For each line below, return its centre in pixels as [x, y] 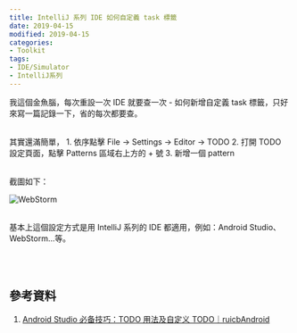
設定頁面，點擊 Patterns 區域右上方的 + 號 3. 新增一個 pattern [122, 153]
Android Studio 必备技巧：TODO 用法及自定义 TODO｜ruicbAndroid [146, 319]
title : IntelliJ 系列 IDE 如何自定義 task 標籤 [93, 17]
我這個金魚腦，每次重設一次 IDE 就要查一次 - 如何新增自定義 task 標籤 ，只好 [148, 102]
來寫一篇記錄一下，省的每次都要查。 [76, 113]
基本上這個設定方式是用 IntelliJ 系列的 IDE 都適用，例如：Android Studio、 [145, 227]
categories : [31, 42]
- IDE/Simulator [39, 68]
